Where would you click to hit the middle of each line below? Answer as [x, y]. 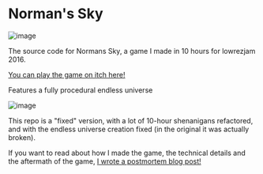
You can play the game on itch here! [67, 74]
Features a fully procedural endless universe [81, 90]
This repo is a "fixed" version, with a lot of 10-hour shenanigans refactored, [131, 120]
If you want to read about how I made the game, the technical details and [127, 153]
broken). [22, 137]
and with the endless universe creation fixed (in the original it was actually [129, 129]
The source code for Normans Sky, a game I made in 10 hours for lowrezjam [132, 51]
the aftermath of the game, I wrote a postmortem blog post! [105, 161]
